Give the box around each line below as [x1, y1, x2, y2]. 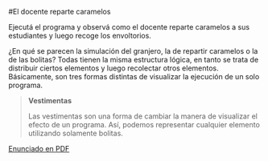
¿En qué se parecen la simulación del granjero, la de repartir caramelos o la [8, 46, 258, 55]
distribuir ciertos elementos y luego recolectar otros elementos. [8, 63, 219, 73]
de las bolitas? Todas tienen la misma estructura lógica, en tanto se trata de [8, 55, 259, 64]
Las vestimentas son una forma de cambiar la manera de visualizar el [27, 111, 258, 121]
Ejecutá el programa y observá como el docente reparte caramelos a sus [8, 22, 250, 31]
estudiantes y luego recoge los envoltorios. [8, 31, 151, 40]
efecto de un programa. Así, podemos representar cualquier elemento [27, 120, 260, 129]
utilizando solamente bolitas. [27, 128, 123, 138]
